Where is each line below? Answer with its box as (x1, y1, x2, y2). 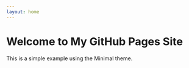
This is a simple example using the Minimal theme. (6, 55, 133, 62)
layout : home (6, 8, 40, 15)
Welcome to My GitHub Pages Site (6, 34, 183, 48)
